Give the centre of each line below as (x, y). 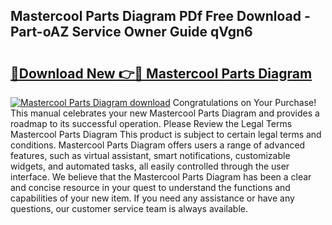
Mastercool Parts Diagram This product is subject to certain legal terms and (166, 134)
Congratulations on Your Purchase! (244, 102)
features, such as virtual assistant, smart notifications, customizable (150, 155)
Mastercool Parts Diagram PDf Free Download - (160, 16)
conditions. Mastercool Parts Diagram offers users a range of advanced (158, 145)
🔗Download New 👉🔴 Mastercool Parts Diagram (161, 73)
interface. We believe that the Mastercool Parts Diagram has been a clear (161, 177)
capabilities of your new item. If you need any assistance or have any (152, 198)
